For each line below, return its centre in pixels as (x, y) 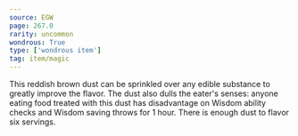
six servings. (33, 122)
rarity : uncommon (41, 34)
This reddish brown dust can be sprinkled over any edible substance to (140, 84)
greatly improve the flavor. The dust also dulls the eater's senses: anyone (144, 93)
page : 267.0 (31, 26)
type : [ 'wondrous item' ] (55, 51)
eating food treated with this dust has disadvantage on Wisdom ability (137, 103)
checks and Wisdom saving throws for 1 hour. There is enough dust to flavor (149, 112)
